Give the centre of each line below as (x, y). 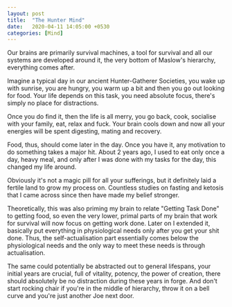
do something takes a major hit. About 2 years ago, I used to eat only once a (116, 152)
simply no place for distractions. (53, 103)
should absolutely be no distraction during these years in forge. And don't (113, 281)
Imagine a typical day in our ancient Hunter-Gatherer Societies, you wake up (116, 81)
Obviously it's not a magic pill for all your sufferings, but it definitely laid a (112, 181)
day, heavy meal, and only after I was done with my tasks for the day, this (112, 160)
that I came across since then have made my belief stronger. (93, 195)
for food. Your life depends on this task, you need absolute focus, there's (111, 96)
